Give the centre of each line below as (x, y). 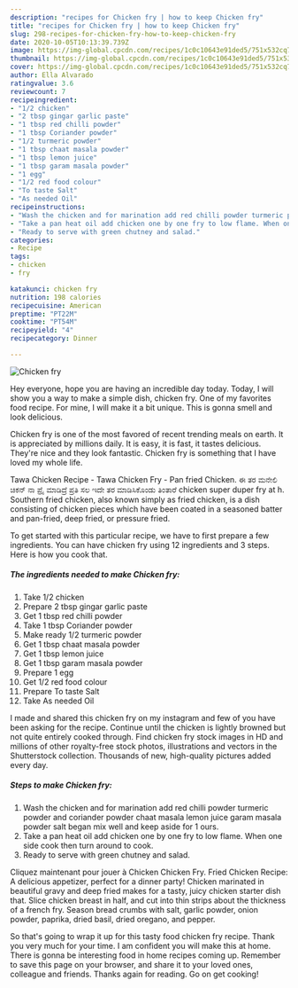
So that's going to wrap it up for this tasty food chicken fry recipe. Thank (142, 936)
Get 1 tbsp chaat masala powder (81, 644)
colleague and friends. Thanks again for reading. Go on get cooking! (134, 974)
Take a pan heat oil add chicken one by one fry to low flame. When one (153, 835)
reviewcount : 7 (38, 91)
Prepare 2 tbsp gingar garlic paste (85, 606)
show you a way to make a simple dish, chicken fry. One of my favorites (141, 398)
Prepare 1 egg (48, 672)
